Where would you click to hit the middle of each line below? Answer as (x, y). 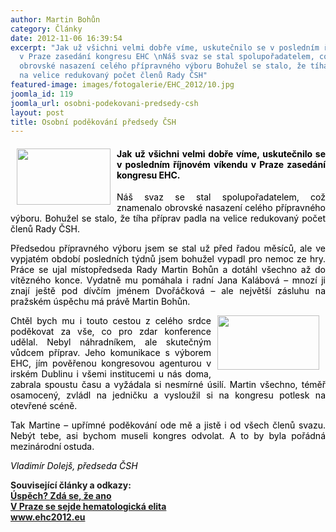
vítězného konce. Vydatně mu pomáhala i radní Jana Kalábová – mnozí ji (168, 280)
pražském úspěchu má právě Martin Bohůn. (100, 302)
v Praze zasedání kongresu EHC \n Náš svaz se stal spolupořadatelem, (167, 57)
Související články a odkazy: (71, 485)
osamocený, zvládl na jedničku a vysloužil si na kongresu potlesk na (168, 395)
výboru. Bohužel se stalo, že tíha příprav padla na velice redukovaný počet (168, 218)
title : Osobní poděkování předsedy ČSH (93, 122)
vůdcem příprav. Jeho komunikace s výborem (111, 353)
